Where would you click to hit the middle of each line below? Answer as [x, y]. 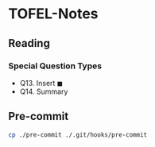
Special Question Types [55, 66]
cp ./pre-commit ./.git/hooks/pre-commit [78, 135]
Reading [29, 43]
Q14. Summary [44, 91]
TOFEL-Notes [53, 14]
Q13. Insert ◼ [41, 83]
